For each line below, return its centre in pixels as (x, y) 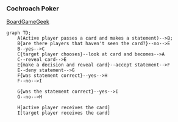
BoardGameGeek (28, 22)
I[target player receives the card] (64, 113)
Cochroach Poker (33, 9)
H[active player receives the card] (64, 108)
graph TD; (19, 33)
